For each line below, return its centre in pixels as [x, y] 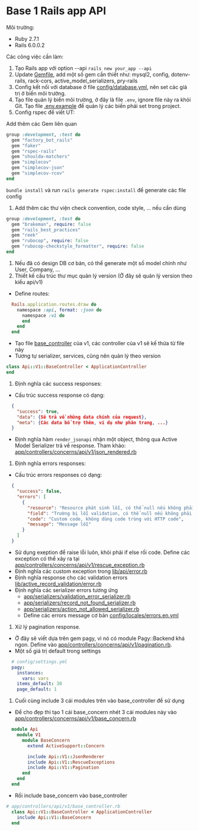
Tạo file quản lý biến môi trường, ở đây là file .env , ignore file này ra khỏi [103, 100]
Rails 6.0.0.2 [30, 45]
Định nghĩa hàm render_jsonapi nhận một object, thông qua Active [96, 440]
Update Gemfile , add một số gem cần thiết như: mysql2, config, [92, 74]
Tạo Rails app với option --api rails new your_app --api [83, 68]
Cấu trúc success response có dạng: [60, 395]
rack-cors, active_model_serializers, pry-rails [83, 81]
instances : [30, 673]
